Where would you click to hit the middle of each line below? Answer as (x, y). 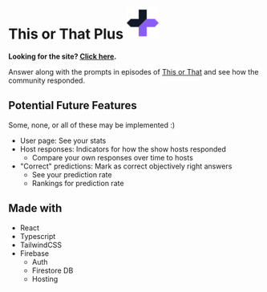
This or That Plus (66, 34)
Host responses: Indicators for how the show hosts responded (123, 149)
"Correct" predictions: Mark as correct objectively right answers (126, 166)
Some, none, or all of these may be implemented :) (92, 125)
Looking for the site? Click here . (63, 56)
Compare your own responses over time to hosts (113, 157)
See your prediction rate (72, 174)
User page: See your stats (63, 140)
